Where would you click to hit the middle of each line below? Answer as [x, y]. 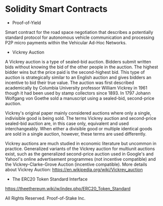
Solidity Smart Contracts [56, 9]
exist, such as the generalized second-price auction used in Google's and [79, 154]
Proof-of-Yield [26, 23]
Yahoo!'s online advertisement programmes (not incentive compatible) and [80, 159]
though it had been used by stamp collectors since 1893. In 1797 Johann [78, 93]
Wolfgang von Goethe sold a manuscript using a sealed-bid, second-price [80, 98]
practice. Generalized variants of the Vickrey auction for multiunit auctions [80, 148]
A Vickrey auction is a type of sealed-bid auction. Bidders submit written [78, 61]
